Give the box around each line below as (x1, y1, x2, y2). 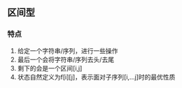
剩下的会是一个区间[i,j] (17, 64, 83, 72)
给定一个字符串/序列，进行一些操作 (17, 46, 118, 54)
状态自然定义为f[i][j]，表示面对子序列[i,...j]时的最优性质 (17, 73, 176, 81)
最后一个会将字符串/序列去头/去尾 (17, 55, 114, 64)
